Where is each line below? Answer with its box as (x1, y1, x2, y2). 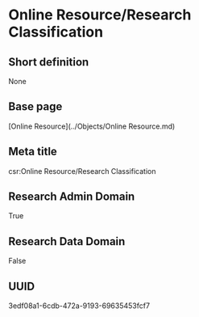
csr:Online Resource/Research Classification (8, 166, 156, 175)
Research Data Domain (8, 235, 126, 248)
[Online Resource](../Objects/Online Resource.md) (8, 121, 176, 131)
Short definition (8, 55, 89, 69)
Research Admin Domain (8, 190, 135, 204)
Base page (8, 99, 63, 114)
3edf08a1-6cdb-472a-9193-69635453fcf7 (8, 301, 151, 311)
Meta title (8, 145, 58, 158)
